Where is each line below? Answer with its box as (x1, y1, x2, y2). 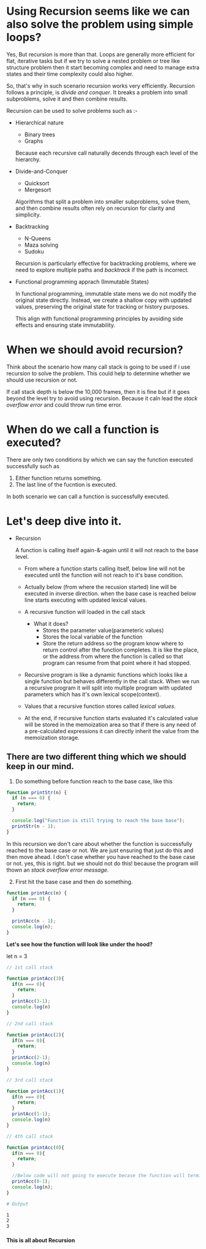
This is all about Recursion (6, 1236, 75, 1243)
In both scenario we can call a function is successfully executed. (6, 493, 170, 500)
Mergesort (24, 186, 51, 193)
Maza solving (24, 241, 58, 248)
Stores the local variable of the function (42, 633, 143, 640)
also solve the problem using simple (6, 17, 194, 31)
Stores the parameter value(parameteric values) (42, 626, 164, 634)
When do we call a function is (6, 423, 159, 437)
